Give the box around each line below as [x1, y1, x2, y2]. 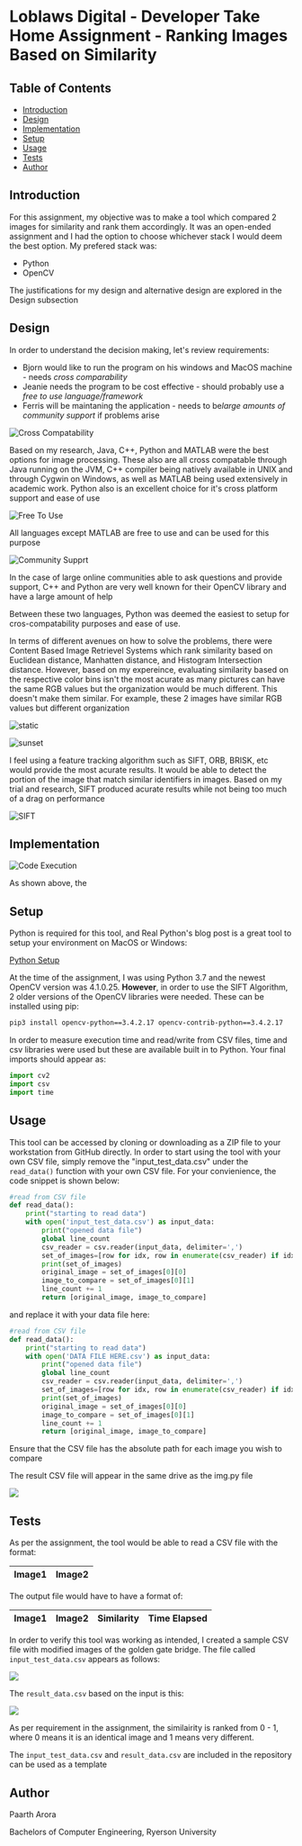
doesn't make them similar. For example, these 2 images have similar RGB [9, 692, 283, 703]
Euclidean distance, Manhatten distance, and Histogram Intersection [9, 655, 262, 665]
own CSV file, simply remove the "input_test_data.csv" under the [9, 1155, 249, 1167]
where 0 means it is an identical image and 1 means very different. [9, 1732, 254, 1743]
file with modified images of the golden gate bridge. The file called [9, 1644, 256, 1655]
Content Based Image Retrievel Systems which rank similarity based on [9, 645, 273, 656]
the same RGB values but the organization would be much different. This [9, 683, 278, 694]
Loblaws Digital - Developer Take [9, 6, 261, 27]
